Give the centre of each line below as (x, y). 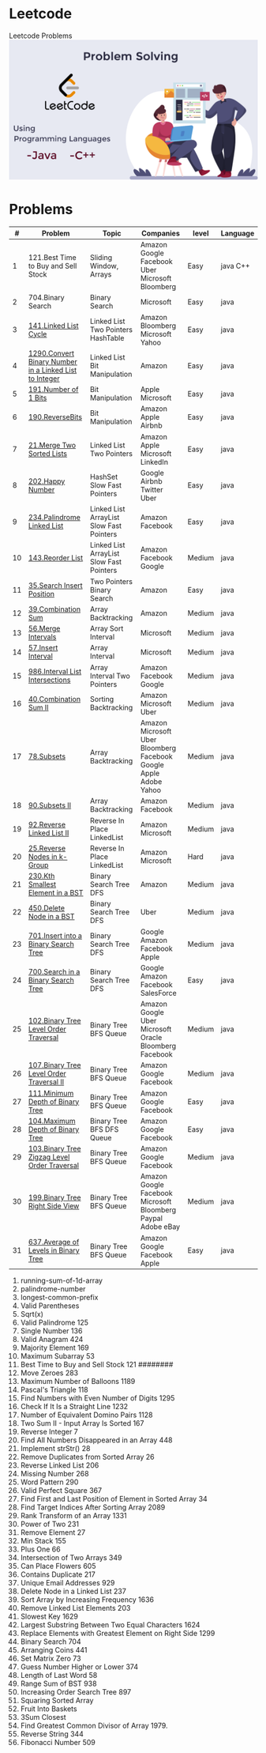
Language (238, 233)
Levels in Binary (54, 1250)
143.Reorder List (56, 557)
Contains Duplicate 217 (58, 1574)
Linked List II (49, 833)
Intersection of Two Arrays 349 (71, 1558)
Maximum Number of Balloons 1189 (78, 1382)
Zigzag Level (49, 1157)
